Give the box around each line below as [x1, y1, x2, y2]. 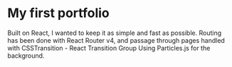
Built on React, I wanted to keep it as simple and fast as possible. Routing [7, 29, 222, 37]
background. [7, 51, 45, 60]
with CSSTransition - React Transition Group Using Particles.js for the [7, 43, 211, 52]
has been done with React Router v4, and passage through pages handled [7, 36, 226, 44]
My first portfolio [7, 5, 110, 21]
